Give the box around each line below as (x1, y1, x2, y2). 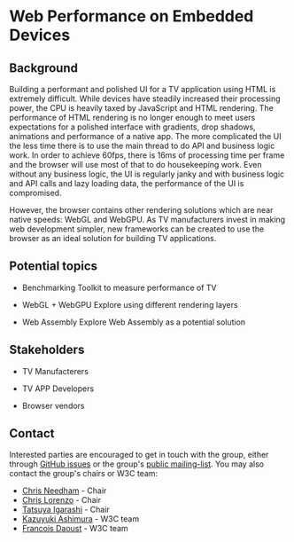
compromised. (9, 188, 62, 198)
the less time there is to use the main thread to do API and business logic (9, 140, 275, 151)
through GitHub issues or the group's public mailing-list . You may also (9, 459, 264, 469)
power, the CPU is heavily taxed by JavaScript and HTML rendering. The (9, 103, 275, 113)
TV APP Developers (21, 383, 95, 394)
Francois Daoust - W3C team (21, 523, 128, 534)
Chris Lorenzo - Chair (21, 495, 102, 506)
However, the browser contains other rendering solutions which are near (9, 205, 274, 215)
